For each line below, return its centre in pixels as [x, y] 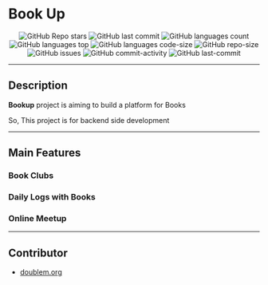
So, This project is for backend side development [89, 120]
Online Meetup [37, 218]
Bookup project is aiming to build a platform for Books [97, 105]
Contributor [38, 253]
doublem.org [41, 272]
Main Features [45, 153]
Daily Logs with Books [52, 196]
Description [38, 86]
